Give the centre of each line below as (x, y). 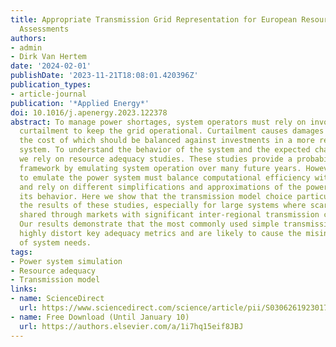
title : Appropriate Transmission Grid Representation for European (154, 19)
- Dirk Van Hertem (48, 57)
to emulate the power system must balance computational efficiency (165, 177)
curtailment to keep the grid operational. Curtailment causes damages (172, 131)
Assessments (44, 29)
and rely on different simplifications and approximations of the (160, 187)
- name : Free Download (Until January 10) (100, 317)
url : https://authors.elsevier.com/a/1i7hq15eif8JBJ (131, 326)
